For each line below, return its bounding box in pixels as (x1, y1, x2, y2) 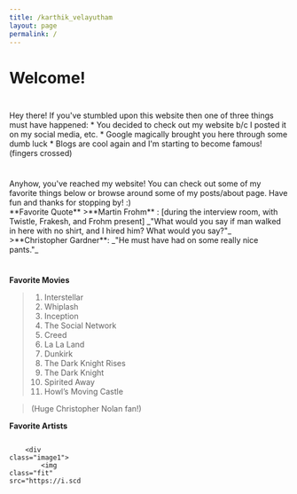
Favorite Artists (9, 420, 68, 431)
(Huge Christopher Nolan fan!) (30, 404, 142, 414)
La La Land (43, 339, 85, 350)
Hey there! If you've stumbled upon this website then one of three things (9, 110, 274, 121)
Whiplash (43, 302, 79, 312)
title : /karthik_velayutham (9, 12, 113, 22)
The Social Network (43, 320, 117, 331)
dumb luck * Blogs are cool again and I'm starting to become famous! (9, 138, 263, 149)
